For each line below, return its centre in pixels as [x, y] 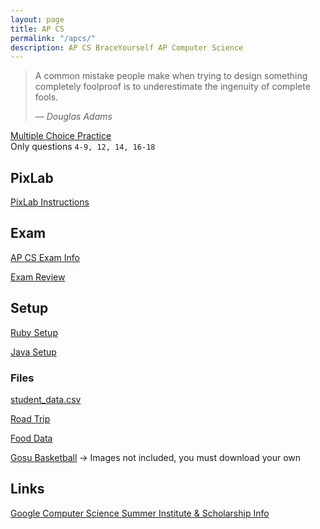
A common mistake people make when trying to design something [171, 76]
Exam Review [38, 277]
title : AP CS [37, 29]
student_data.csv [46, 399]
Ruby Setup [34, 332]
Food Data [31, 438]
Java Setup [33, 352]
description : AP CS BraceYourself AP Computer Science [127, 47]
